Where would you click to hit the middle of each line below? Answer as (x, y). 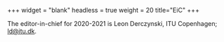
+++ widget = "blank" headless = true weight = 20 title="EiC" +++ (103, 10)
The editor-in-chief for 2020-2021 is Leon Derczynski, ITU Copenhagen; (112, 23)
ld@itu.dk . (22, 31)
